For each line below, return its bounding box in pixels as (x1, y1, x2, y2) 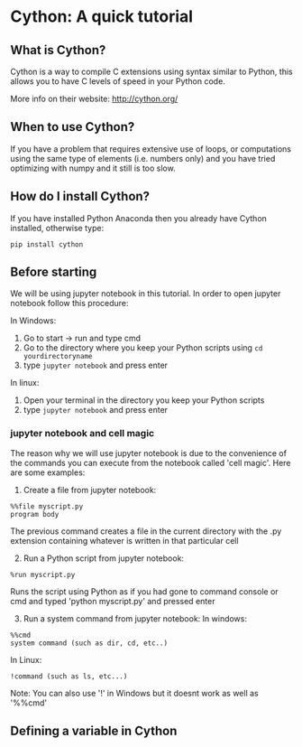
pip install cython (10, 239, 84, 249)
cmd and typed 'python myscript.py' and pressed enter (10, 595, 215, 606)
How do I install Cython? (10, 189, 151, 204)
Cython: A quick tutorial (10, 6, 193, 27)
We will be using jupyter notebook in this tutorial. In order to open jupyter (10, 288, 281, 299)
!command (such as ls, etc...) (10, 671, 128, 681)
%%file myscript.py (10, 501, 84, 511)
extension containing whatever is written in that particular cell (10, 535, 239, 546)
